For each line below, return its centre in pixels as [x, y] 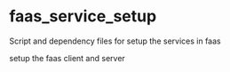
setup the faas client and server [67, 58]
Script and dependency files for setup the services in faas [115, 41]
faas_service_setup [83, 16]
